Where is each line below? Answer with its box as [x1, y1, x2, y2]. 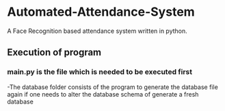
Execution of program [7, 47, 102, 58]
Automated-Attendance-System [7, 4, 195, 20]
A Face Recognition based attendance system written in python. [7, 27, 188, 35]
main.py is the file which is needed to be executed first [7, 67, 193, 77]
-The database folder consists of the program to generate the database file [7, 83, 219, 91]
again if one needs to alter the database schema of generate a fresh [7, 90, 199, 98]
